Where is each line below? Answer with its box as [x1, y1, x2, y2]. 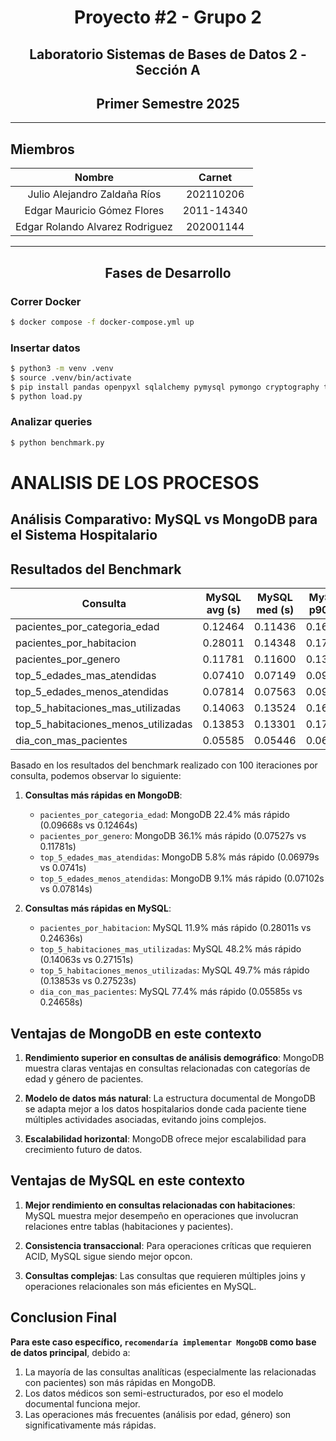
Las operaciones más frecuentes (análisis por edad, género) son [24, 1408, 292, 1420]
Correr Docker [10, 294, 82, 308]
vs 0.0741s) [39, 862, 87, 874]
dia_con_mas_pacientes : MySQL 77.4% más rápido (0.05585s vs [39, 986, 303, 998]
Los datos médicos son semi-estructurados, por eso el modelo [24, 1387, 284, 1399]
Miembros [10, 141, 75, 158]
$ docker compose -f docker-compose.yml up [10, 317, 195, 327]
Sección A [135, 61, 201, 78]
